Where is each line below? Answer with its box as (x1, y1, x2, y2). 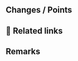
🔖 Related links (5, 26, 63, 36)
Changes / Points (5, 5, 73, 15)
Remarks (5, 46, 41, 57)
